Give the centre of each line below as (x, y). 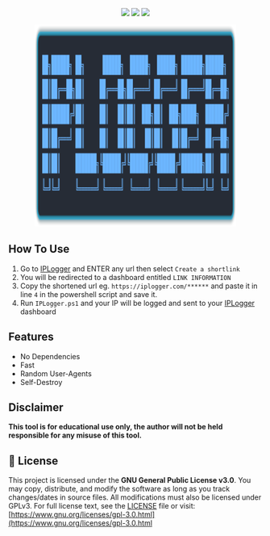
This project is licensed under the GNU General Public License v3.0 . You (130, 480)
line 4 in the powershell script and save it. (89, 294)
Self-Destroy (41, 382)
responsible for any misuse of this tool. (75, 435)
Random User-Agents (56, 373)
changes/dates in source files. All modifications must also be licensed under (135, 497)
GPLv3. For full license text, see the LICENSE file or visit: (102, 506)
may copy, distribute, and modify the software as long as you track (119, 489)
